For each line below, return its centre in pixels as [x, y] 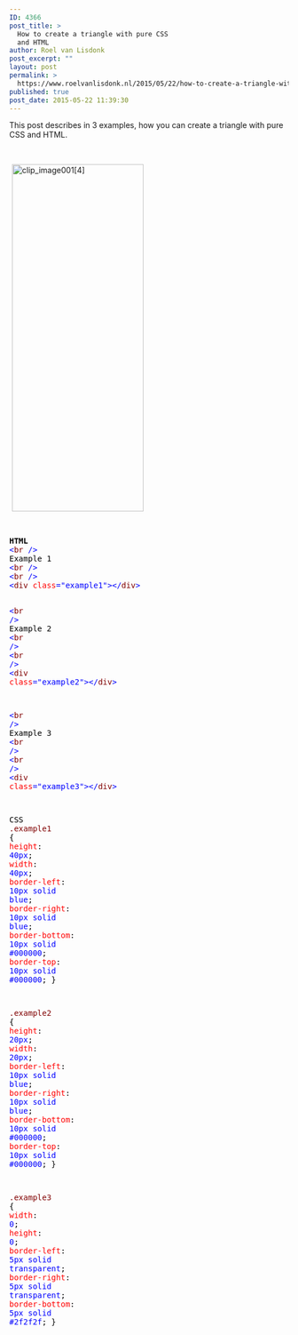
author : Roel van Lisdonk [57, 51]
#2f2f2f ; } [33, 1322]
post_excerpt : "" [41, 59]
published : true [39, 92]
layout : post [33, 68]
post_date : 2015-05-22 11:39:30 [69, 100]
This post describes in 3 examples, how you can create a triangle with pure [146, 125]
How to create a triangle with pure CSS [93, 34]
